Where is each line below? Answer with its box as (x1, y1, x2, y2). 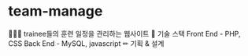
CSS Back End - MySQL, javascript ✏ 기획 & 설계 (8, 38, 165, 48)
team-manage (8, 2, 103, 20)
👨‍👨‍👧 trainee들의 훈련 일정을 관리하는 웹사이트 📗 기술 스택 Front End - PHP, (8, 29, 242, 38)
